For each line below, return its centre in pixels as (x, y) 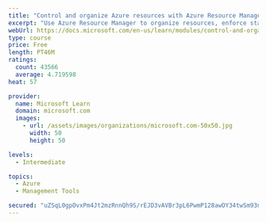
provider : (25, 96)
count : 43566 (37, 67)
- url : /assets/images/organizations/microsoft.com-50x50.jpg (128, 126)
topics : (21, 176)
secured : (23, 206)
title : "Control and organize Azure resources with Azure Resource (122, 15)
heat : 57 (23, 82)
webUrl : (21, 30)
